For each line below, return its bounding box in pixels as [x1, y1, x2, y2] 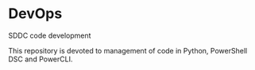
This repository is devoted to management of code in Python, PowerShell [8, 46, 248, 55]
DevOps [8, 5, 63, 23]
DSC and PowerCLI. [8, 54, 73, 64]
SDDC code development [8, 31, 91, 40]
